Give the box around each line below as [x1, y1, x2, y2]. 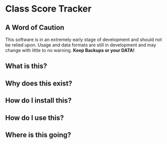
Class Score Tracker [5, 3, 92, 15]
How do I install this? [5, 97, 72, 105]
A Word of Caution [5, 23, 65, 32]
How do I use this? [5, 113, 64, 122]
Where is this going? [5, 130, 72, 139]
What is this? [5, 62, 47, 71]
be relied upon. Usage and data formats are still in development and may [5, 42, 156, 48]
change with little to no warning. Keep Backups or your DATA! [5, 47, 135, 53]
